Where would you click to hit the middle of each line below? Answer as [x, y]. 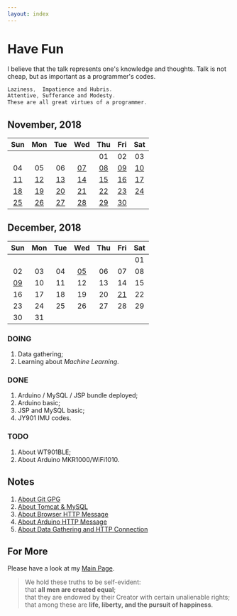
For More [28, 551]
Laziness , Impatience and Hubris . [60, 89]
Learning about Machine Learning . [68, 362]
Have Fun [35, 49]
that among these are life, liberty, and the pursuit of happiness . [119, 605]
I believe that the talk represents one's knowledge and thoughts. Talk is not [117, 69]
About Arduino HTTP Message [62, 522]
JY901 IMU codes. [44, 418]
